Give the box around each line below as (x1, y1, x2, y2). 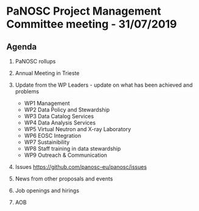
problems (15, 88, 40, 95)
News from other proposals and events (15, 175, 113, 182)
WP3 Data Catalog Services (24, 113, 94, 120)
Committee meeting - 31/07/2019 (6, 17, 178, 31)
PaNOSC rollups (15, 58, 56, 65)
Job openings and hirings (15, 187, 80, 194)
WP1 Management (24, 99, 70, 107)
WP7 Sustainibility (24, 138, 70, 146)
